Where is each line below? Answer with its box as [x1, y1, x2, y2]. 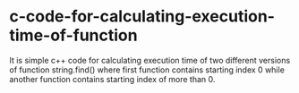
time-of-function [9, 25, 138, 46]
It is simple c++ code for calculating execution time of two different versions [9, 55, 291, 65]
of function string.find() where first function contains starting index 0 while [9, 64, 285, 75]
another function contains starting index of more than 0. [9, 73, 216, 84]
